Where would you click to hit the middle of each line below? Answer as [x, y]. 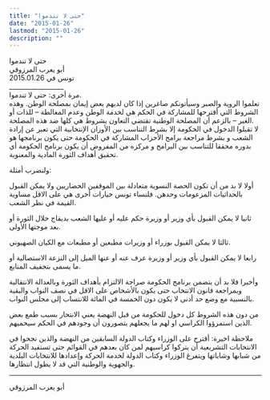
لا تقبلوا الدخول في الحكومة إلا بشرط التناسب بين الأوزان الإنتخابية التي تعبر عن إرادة [134, 129]
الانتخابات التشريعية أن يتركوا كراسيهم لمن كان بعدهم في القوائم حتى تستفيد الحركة [133, 347]
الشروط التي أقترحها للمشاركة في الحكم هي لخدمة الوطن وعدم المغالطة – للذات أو [134, 112]
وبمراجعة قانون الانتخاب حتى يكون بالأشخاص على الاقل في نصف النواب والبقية [126, 290]
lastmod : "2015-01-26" [47, 30]
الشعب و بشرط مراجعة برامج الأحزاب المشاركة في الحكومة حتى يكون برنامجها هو [131, 138]
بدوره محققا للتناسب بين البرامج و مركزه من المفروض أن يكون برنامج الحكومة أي [130, 146]
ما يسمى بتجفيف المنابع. [45, 266]
